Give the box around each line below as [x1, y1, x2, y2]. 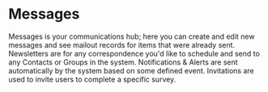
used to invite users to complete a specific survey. [8, 74, 177, 84]
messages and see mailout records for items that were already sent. [8, 40, 236, 49]
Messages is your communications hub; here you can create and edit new [8, 31, 255, 41]
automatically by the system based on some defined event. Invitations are [8, 65, 254, 75]
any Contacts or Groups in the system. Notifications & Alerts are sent [8, 57, 238, 67]
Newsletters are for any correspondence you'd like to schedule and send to [8, 48, 261, 58]
